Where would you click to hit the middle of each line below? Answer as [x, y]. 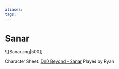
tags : [11, 14]
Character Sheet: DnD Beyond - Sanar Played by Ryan [59, 61]
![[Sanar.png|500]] [24, 52]
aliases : [14, 10]
